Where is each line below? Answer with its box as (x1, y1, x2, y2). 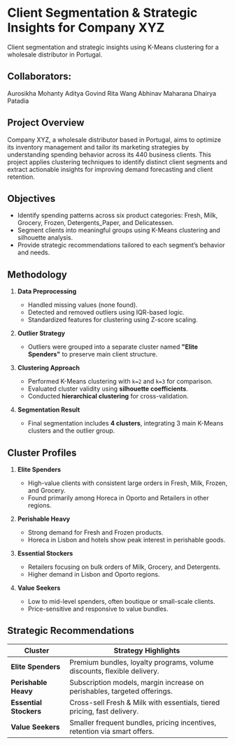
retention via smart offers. (69, 726, 155, 736)
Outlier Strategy (17, 329, 65, 338)
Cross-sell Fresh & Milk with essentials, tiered (69, 697, 220, 707)
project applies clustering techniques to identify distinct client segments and (7, 157, 227, 166)
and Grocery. (27, 486, 66, 494)
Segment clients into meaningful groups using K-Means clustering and (17, 226, 220, 235)
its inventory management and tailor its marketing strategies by (7, 143, 189, 151)
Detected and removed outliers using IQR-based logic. (27, 308, 185, 317)
